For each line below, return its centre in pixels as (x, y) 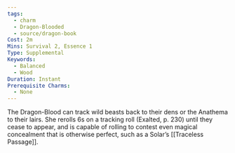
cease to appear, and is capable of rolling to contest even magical (102, 127)
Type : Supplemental (36, 53)
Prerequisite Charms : (39, 86)
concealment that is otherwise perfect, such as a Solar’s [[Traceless (106, 135)
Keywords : (22, 60)
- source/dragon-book (45, 33)
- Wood (23, 72)
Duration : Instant (34, 79)
